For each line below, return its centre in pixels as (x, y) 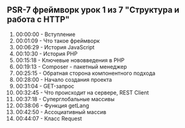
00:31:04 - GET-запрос (45, 86)
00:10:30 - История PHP (46, 54)
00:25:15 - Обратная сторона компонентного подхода (86, 73)
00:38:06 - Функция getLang (52, 105)
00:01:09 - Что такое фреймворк (58, 41)
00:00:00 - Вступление (45, 34)
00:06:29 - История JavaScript (55, 47)
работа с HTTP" (39, 20)
